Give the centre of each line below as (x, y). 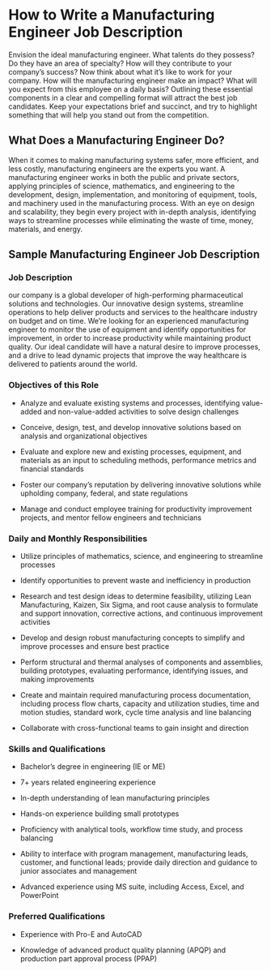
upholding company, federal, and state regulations (104, 493)
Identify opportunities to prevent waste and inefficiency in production (135, 581)
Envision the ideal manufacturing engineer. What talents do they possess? (131, 54)
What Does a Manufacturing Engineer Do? (116, 141)
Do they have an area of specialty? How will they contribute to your (120, 63)
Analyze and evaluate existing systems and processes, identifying (130, 402)
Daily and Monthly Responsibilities (78, 539)
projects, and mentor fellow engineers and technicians (111, 518)
